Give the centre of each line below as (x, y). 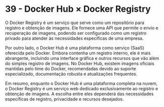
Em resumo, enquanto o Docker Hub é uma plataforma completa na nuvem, (82, 83)
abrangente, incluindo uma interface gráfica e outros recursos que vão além (82, 58)
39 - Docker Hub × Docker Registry (78, 9)
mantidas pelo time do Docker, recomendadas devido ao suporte (71, 68)
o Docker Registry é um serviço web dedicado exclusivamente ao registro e (82, 88)
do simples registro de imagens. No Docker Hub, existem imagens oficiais (80, 63)
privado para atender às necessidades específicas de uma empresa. (74, 38)
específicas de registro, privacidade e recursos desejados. (65, 99)
